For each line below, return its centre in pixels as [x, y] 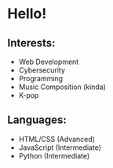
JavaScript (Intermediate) [60, 147]
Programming [41, 78]
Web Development [49, 62]
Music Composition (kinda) [62, 87]
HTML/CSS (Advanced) [57, 139]
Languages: [37, 120]
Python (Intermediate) [54, 155]
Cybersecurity [42, 70]
